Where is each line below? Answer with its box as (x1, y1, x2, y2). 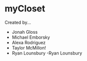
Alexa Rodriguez (11, 39, 46, 45)
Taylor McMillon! (11, 45, 46, 51)
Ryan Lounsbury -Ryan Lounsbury (11, 50, 83, 56)
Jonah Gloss (11, 29, 38, 35)
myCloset (4, 3, 46, 14)
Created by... (4, 19, 31, 25)
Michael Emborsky (11, 34, 50, 40)
